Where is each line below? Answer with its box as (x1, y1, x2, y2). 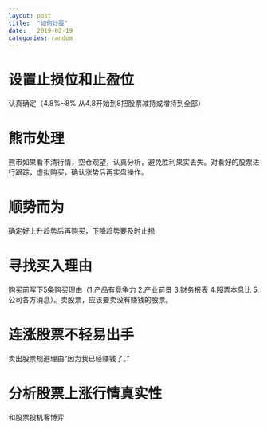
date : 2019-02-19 (8, 26, 73, 34)
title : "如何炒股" (8, 19, 69, 27)
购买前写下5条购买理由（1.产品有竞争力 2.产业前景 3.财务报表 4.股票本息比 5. (8, 285, 260, 294)
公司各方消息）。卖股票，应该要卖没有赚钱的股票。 (8, 295, 173, 304)
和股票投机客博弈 (8, 412, 65, 422)
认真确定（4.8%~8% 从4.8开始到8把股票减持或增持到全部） (8, 99, 205, 108)
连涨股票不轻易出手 (8, 326, 135, 344)
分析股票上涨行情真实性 (8, 384, 163, 403)
